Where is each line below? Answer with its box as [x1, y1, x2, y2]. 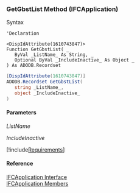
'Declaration [6, 30, 40, 37]
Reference [6, 160, 33, 167]
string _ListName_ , [14, 85, 64, 91]
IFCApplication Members [6, 180, 69, 188]
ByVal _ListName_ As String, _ [14, 52, 94, 58]
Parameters [6, 109, 37, 116]
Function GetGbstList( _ [6, 46, 69, 53]
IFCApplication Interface [6, 174, 68, 181]
